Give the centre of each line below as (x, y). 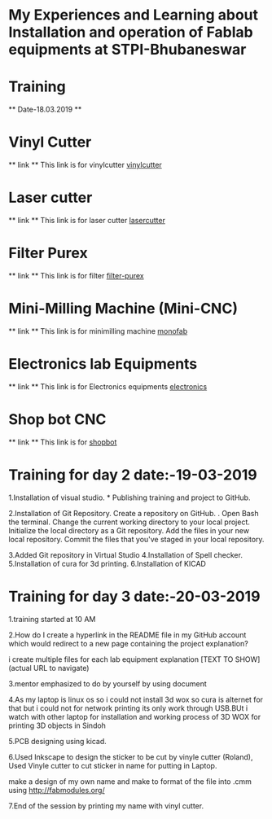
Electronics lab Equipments (103, 364)
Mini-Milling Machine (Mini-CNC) (123, 309)
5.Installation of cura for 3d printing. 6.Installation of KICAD (107, 563)
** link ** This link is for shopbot (63, 442)
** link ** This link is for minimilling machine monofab (98, 331)
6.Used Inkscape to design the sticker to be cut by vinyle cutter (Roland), (131, 757)
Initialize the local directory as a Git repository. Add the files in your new (129, 530)
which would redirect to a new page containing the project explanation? (128, 643)
